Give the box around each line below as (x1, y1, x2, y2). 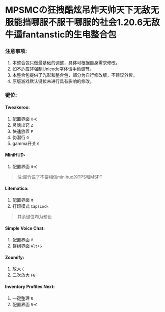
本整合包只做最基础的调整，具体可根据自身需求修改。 (12, 60, 120, 66)
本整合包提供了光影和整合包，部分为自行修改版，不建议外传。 (12, 72, 137, 78)
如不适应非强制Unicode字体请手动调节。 (12, 66, 94, 72)
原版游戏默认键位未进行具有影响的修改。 (12, 78, 94, 84)
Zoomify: (5, 254, 25, 260)
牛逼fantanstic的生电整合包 (5, 29, 117, 40)
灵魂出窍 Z (12, 122, 33, 128)
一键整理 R (12, 295, 33, 301)
